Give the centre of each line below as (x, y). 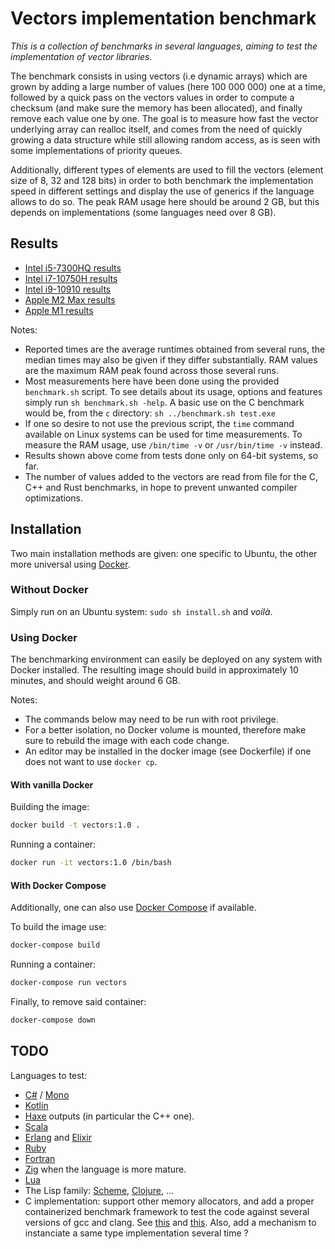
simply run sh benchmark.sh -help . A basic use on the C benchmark (164, 402)
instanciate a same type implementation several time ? (136, 1233)
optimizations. (54, 498)
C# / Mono (47, 1094)
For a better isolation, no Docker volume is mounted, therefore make (165, 730)
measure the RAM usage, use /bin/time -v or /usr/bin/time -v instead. (173, 444)
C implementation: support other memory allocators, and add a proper (169, 1201)
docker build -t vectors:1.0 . (75, 825)
